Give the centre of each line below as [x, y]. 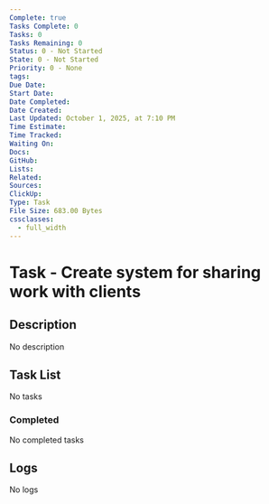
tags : [19, 77]
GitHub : [24, 160]
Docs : [19, 152]
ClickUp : [26, 194]
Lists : [22, 169]
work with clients [75, 291]
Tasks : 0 [26, 34]
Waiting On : [32, 144]
